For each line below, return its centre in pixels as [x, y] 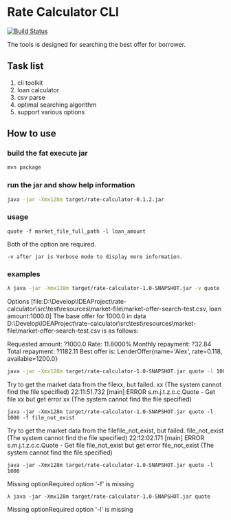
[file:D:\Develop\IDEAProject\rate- [79, 301]
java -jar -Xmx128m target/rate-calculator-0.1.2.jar [86, 199]
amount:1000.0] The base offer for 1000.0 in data [77, 316]
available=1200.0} [33, 358]
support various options [51, 112]
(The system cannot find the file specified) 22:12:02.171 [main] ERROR [106, 437]
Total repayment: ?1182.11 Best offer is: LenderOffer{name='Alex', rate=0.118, [115, 351]
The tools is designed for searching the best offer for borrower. [97, 44]
